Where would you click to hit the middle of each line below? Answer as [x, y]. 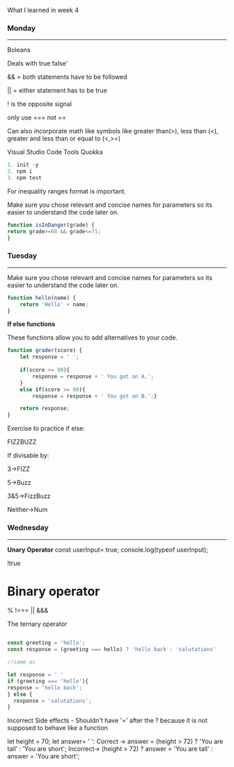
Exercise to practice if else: [46, 428]
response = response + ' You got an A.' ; [93, 377]
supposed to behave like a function [57, 728]
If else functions [31, 324]
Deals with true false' [38, 64]
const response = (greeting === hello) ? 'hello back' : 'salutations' [112, 650]
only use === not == [37, 117]
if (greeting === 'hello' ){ [48, 681]
